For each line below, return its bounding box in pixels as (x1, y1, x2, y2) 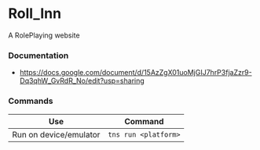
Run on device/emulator (12, 129, 101, 140)
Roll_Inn (8, 5, 61, 23)
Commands (8, 95, 53, 106)
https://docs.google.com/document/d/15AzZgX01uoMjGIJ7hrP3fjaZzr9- (19, 68, 253, 77)
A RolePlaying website (8, 30, 80, 40)
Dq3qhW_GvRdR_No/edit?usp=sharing (19, 76, 145, 86)
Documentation (8, 50, 69, 61)
